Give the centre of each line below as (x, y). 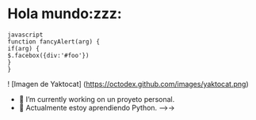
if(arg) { (24, 48)
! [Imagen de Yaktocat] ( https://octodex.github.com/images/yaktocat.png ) (128, 84)
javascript (25, 35)
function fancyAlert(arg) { (54, 41)
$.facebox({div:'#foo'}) (48, 55)
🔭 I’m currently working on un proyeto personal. (97, 99)
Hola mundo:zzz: (65, 14)
